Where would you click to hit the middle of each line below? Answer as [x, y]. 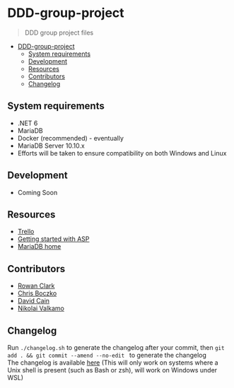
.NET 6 [28, 123]
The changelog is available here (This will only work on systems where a [113, 363]
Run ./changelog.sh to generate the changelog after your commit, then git [116, 347]
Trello [26, 232]
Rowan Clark [36, 286]
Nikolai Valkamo [41, 308]
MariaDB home [39, 247]
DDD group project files [59, 33]
